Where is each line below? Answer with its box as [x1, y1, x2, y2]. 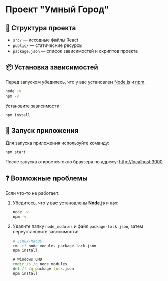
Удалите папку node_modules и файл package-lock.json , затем [12, 223, 144, 229]
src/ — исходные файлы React [12, 37, 78, 43]
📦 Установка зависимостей [5, 63, 98, 72]
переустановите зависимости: [12, 228, 79, 235]
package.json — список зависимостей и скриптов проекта [12, 48, 138, 54]
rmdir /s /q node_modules [12, 262, 67, 267]
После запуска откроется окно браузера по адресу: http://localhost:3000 [5, 159, 163, 165]
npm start [5, 150, 26, 155]
